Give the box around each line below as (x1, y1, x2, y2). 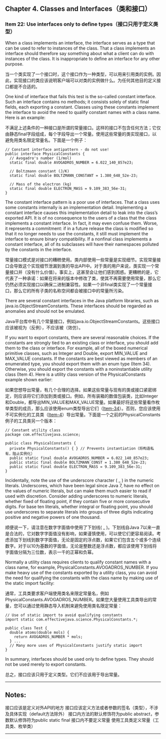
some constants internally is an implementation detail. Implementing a (5, 204, 147, 210)
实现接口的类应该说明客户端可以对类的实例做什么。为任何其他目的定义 (13, 77, 157, 83)
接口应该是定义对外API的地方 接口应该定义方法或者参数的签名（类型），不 (5, 704, 154, 710)
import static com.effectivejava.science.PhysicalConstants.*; (5, 617, 138, 622)
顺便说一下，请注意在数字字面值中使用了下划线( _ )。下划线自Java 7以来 (5, 524, 152, 530)
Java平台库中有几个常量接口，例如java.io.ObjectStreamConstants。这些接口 (5, 318, 160, 324)
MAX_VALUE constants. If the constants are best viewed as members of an (5, 355, 158, 361)
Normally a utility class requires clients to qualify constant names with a (5, 559, 151, 565)
